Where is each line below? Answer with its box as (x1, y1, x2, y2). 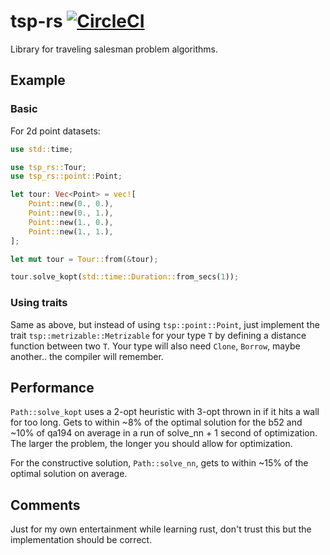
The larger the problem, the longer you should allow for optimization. (10, 438, 293, 450)
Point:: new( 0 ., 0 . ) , (28, 199, 114, 209)
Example (10, 72, 66, 89)
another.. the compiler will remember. (10, 350, 164, 362)
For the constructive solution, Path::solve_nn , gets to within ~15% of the (10, 457, 309, 469)
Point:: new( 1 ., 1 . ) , (28, 226, 114, 237)
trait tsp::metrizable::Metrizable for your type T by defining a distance (10, 329, 307, 341)
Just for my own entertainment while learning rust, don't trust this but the (10, 523, 312, 535)
